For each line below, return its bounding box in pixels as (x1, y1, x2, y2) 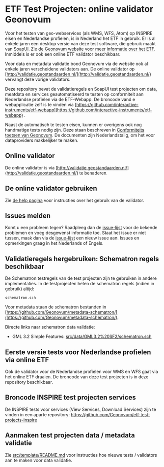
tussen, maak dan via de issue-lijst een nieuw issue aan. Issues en (5, 235, 139, 241)
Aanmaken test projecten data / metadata (5, 431, 135, 439)
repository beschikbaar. (5, 379, 53, 385)
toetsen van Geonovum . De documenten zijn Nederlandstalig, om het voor (5, 132, 156, 138)
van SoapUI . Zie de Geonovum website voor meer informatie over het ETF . (5, 46, 156, 52)
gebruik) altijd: (5, 286, 34, 292)
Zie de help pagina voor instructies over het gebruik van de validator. (5, 197, 144, 203)
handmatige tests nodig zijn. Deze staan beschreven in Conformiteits (5, 127, 145, 133)
